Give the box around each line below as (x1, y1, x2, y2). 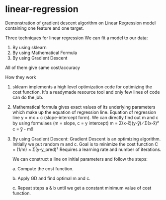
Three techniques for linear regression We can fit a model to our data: (5, 35, 148, 41)
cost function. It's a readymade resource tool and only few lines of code (12, 89, 160, 95)
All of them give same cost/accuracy (5, 65, 81, 70)
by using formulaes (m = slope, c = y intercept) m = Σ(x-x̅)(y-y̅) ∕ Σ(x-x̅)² (12, 120, 160, 126)
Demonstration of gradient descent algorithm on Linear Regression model (5, 20, 156, 26)
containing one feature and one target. (5, 25, 84, 31)
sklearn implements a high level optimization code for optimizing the (12, 83, 153, 90)
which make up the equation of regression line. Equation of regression (12, 109, 157, 115)
